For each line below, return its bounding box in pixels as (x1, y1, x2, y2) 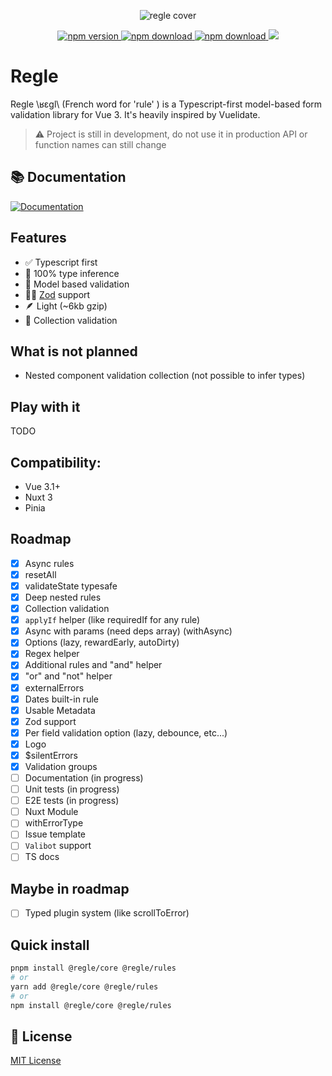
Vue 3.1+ (24, 481, 61, 492)
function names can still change (34, 138, 167, 150)
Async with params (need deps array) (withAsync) (24, 625, 233, 637)
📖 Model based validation (24, 278, 130, 290)
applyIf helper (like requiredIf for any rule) (24, 614, 201, 626)
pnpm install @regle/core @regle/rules (10, 963, 177, 974)
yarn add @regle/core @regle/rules (10, 981, 159, 992)
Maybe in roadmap (10, 880, 130, 897)
